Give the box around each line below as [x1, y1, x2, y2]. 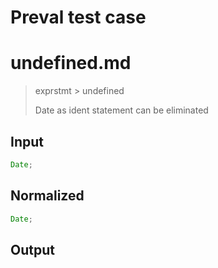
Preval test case [10, 6, 147, 29]
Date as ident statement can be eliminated [34, 104, 209, 116]
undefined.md [10, 52, 132, 75]
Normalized [10, 187, 85, 205]
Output [10, 241, 55, 258]
